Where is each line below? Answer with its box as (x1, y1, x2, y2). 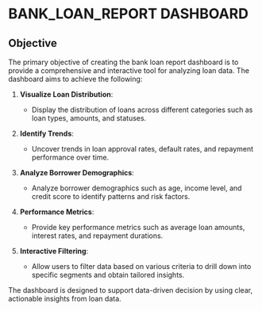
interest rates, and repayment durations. (31, 231, 164, 240)
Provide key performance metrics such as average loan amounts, (31, 223, 245, 232)
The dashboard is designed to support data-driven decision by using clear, (8, 286, 252, 294)
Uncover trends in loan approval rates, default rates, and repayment (31, 144, 254, 153)
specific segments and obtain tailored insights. (31, 271, 185, 279)
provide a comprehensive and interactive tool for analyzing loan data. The (8, 66, 250, 75)
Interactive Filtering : (19, 247, 89, 255)
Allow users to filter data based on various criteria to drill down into (31, 262, 252, 271)
